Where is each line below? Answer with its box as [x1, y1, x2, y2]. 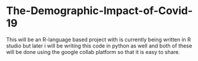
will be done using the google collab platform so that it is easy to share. [6, 48, 180, 55]
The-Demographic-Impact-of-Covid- [6, 4, 193, 18]
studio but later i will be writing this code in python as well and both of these [6, 42, 193, 49]
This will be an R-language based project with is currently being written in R [6, 36, 191, 43]
